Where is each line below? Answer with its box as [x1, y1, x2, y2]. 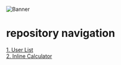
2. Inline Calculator [6, 52, 52, 60]
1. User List [6, 46, 34, 53]
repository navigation [6, 27, 115, 40]
